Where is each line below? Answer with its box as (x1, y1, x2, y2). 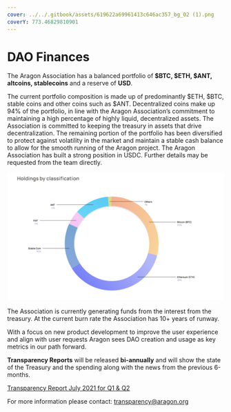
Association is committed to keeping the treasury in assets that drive (7, 121, 202, 130)
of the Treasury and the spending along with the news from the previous (7, 363, 213, 372)
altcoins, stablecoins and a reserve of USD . (7, 79, 133, 88)
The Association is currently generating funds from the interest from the (7, 307, 212, 315)
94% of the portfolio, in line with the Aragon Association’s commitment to (7, 107, 215, 115)
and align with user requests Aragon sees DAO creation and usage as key (7, 335, 216, 344)
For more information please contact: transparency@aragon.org (7, 398, 189, 406)
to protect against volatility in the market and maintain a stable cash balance (7, 137, 223, 145)
